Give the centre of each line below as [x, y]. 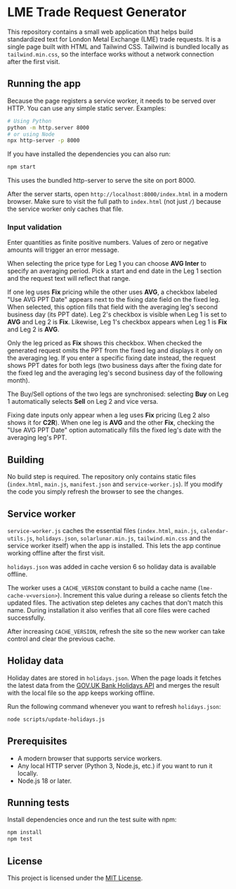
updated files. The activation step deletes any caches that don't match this [115, 603]
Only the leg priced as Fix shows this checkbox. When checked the [105, 343]
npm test [20, 839]
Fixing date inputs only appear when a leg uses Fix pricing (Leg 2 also [109, 415]
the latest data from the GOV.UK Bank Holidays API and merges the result [113, 685]
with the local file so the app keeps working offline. [81, 693]
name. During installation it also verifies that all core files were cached [109, 610]
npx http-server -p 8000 [44, 141]
